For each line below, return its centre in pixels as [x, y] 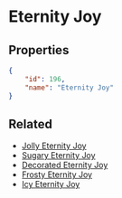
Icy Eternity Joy [51, 184]
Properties [39, 50]
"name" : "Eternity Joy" [70, 88]
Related [31, 124]
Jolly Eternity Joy [54, 146]
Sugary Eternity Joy [58, 156]
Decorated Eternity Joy [65, 165]
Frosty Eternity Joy [56, 174]
